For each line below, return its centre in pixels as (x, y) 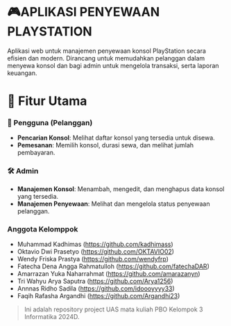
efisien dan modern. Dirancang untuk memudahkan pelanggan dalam (106, 58)
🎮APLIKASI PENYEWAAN (84, 12)
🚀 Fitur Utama (47, 101)
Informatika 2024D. (52, 317)
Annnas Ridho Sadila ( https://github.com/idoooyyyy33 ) (96, 288)
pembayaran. (36, 153)
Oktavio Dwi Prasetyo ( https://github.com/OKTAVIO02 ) (96, 252)
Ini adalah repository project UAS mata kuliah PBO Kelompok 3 (113, 309)
